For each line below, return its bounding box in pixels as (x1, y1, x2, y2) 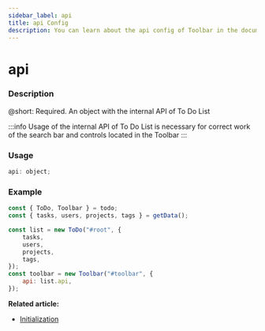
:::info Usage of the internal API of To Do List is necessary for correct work (8, 122, 251, 131)
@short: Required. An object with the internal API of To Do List (8, 106, 211, 115)
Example (8, 186, 43, 197)
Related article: (8, 299, 59, 308)
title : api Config (8, 19, 69, 27)
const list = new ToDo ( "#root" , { (8, 226, 122, 234)
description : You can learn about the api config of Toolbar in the (8, 26, 238, 34)
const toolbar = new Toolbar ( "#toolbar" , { (8, 270, 154, 278)
